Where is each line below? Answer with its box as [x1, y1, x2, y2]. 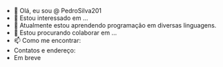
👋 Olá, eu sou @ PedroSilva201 [13, 7, 102, 15]
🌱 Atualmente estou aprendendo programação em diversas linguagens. [13, 21, 217, 29]
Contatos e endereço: [13, 46, 76, 55]
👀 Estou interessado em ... [13, 14, 88, 22]
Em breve [13, 54, 41, 61]
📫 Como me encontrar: [13, 37, 81, 44]
